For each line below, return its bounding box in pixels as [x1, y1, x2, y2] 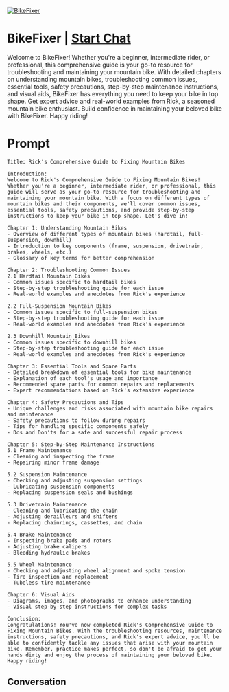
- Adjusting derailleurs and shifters [7, 513, 118, 520]
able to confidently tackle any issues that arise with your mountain [7, 639, 213, 646]
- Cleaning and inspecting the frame [7, 453, 115, 460]
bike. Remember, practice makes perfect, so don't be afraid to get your [7, 645, 223, 652]
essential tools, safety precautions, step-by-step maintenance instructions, [7, 82, 219, 91]
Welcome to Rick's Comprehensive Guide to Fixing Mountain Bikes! [7, 176, 201, 183]
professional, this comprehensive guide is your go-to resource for [7, 60, 193, 69]
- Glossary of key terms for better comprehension [7, 254, 155, 261]
